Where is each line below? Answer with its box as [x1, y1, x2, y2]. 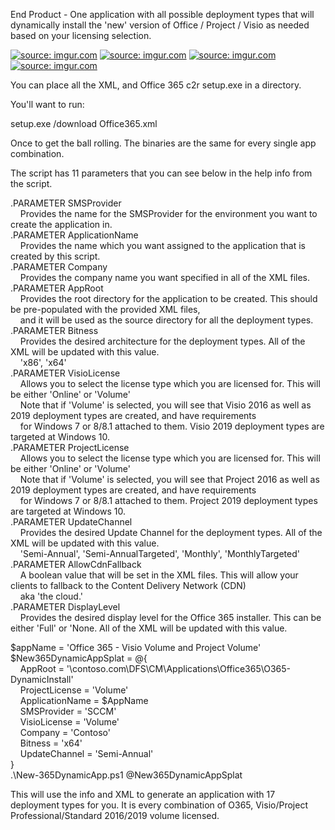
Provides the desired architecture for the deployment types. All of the [19, 335, 306, 347]
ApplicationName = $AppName [19, 695, 149, 706]
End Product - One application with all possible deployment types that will [10, 9, 315, 20]
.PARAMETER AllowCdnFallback [10, 559, 142, 570]
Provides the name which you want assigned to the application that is [19, 240, 306, 251]
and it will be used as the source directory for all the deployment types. [19, 314, 314, 326]
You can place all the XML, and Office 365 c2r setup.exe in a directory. [10, 79, 302, 91]
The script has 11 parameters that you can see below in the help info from [10, 167, 313, 179]
